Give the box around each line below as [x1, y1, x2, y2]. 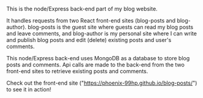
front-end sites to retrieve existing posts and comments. [6, 68, 148, 75]
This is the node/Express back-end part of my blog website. [6, 5, 158, 12]
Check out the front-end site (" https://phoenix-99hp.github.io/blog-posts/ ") [6, 79, 197, 86]
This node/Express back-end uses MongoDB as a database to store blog [6, 55, 190, 61]
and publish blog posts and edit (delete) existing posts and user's [6, 37, 172, 43]
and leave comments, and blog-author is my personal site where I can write [6, 30, 197, 37]
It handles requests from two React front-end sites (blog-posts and [6, 17, 176, 24]
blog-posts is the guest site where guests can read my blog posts [27, 24, 194, 30]
